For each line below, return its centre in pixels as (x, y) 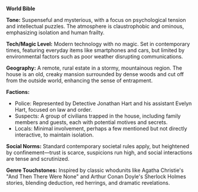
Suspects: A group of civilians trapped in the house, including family (98, 116)
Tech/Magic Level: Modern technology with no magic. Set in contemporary (98, 44)
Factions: (18, 92)
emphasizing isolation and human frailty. (55, 32)
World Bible (21, 9)
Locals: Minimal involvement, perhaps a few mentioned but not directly (101, 128)
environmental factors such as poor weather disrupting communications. (95, 56)
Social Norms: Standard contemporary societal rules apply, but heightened (98, 146)
